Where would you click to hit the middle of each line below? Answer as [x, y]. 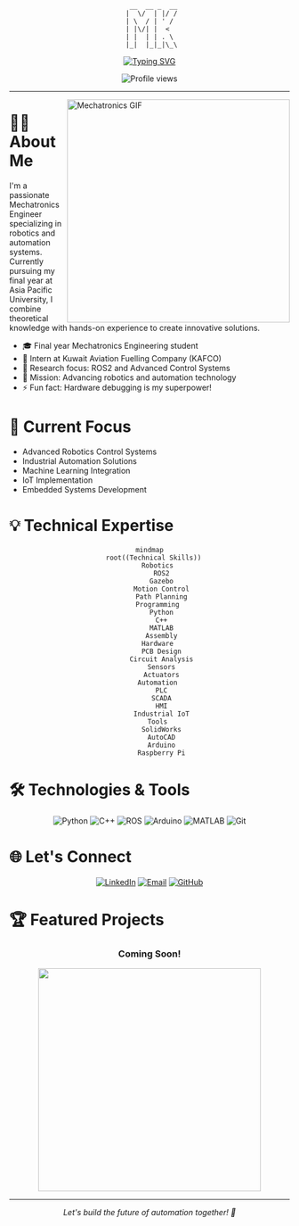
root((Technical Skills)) [154, 558]
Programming [157, 604]
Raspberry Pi [162, 753]
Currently [27, 261]
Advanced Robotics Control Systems [89, 451]
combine [25, 309]
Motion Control [161, 589]
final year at [31, 280]
